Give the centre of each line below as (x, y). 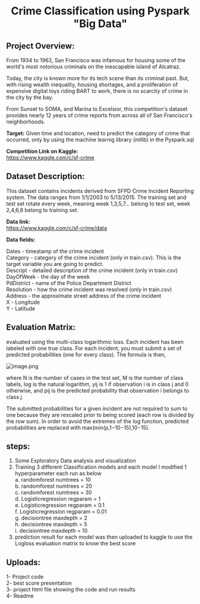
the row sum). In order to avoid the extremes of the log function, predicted (98, 421)
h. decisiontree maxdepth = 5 (51, 524)
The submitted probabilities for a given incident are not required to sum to (97, 408)
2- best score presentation (39, 583)
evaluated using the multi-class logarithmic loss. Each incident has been (95, 342)
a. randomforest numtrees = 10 (53, 480)
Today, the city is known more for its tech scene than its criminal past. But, (98, 78)
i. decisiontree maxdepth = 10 (51, 531)
